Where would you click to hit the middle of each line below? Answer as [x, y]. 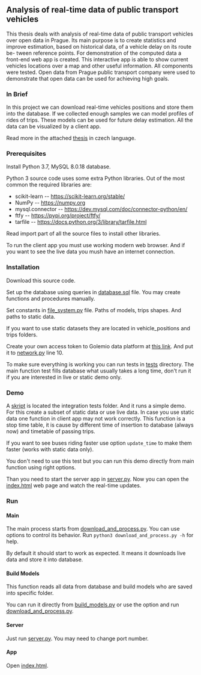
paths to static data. [31, 316]
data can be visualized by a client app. [54, 126]
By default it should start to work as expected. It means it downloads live [96, 553]
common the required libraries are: [49, 185]
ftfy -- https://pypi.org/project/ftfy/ [58, 215]
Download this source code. [41, 280]
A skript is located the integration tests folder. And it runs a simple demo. [96, 406]
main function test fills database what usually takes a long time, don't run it [99, 371]
